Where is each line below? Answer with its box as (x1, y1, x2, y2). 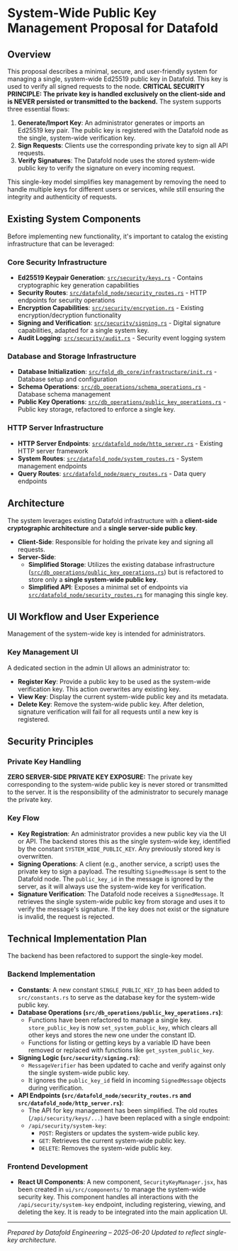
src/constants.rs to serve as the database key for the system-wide (17, 993, 215, 1001)
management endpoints (17, 461, 87, 470)
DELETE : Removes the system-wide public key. (38, 1144, 172, 1152)
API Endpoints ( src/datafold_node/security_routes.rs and (17, 1091, 191, 1099)
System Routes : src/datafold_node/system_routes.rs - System (17, 454, 203, 463)
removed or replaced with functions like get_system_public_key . (28, 1045, 215, 1054)
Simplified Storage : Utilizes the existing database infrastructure (28, 560, 215, 568)
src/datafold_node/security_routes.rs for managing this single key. (28, 590, 228, 599)
